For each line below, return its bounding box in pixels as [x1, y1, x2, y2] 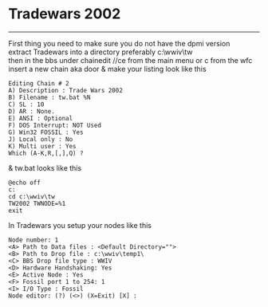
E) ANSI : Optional [8, 114, 73, 122]
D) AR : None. [8, 107, 56, 116]
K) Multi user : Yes [8, 142, 77, 150]
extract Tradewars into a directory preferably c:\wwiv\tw [8, 47, 193, 57]
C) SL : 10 [8, 100, 45, 108]
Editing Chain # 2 [8, 79, 69, 88]
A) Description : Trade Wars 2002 [8, 86, 124, 94]
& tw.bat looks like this [8, 163, 82, 172]
